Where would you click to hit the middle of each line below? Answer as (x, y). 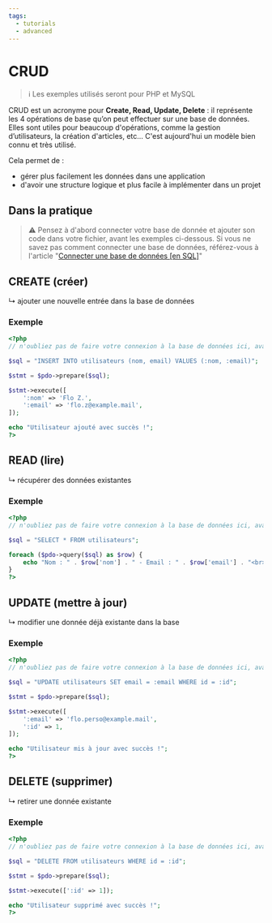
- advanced (34, 31)
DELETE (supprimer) (61, 781)
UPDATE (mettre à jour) (68, 603)
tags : (17, 16)
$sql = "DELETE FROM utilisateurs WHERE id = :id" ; (97, 861)
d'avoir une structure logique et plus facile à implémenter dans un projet (140, 185)
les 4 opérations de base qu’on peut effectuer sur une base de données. (129, 119)
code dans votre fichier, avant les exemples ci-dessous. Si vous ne (140, 239)
